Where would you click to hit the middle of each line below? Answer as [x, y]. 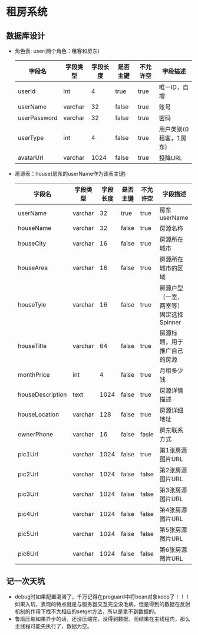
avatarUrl [30, 158]
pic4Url [28, 514]
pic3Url [28, 494]
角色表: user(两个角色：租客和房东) [57, 51]
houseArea [33, 268]
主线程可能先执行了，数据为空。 [53, 626]
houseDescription [42, 394]
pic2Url [28, 474]
